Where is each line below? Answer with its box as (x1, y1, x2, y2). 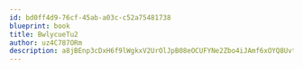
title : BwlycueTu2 (9, 30, 78, 39)
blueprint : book (9, 22, 70, 30)
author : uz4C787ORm (9, 38, 83, 47)
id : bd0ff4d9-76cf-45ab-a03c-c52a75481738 (9, 13, 171, 22)
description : (9, 47, 59, 56)
